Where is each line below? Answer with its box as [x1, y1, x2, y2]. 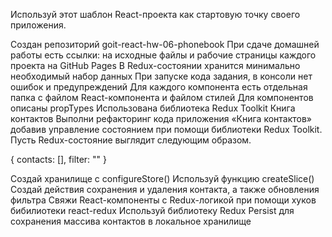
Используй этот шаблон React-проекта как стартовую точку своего [10, 9, 301, 20]
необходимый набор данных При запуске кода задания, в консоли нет [10, 70, 313, 82]
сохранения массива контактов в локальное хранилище [10, 215, 252, 227]
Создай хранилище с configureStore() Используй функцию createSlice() [10, 173, 315, 184]
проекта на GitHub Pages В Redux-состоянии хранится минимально [10, 60, 301, 71]
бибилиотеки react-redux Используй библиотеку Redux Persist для [10, 205, 295, 216]
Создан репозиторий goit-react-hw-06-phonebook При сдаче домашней [10, 39, 320, 50]
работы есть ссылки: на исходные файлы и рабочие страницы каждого [10, 49, 317, 61]
